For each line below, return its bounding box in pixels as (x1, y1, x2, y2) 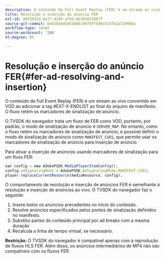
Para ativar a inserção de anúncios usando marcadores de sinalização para (5, 149, 158, 155)
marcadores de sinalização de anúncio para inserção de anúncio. (5, 139, 138, 145)
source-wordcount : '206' (5, 30, 56, 35)
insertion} (5, 82, 47, 93)
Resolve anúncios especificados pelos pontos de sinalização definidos (12, 207, 157, 213)
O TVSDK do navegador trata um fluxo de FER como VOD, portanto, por (5, 118, 151, 124)
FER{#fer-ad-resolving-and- (5, 71, 124, 82)
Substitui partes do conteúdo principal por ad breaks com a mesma (12, 217, 150, 223)
